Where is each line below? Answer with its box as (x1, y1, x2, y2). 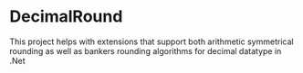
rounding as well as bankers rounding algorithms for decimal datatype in (9, 45, 282, 56)
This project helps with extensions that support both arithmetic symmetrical (9, 36, 294, 47)
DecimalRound (9, 6, 123, 27)
